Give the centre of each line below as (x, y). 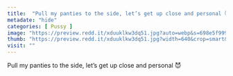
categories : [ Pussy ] (40, 26)
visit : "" (21, 46)
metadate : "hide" (32, 20)
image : (17, 33)
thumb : (17, 39)
